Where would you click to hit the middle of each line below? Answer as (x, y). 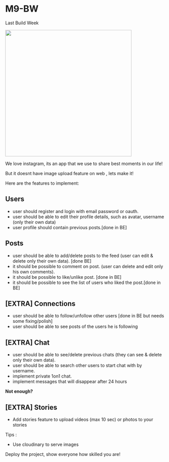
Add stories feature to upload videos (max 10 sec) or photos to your (83, 419)
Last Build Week (22, 23)
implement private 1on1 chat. (42, 376)
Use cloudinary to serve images (46, 444)
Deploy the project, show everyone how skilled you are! (63, 454)
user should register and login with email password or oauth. (75, 211)
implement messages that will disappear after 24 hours (70, 382)
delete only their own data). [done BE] (52, 261)
